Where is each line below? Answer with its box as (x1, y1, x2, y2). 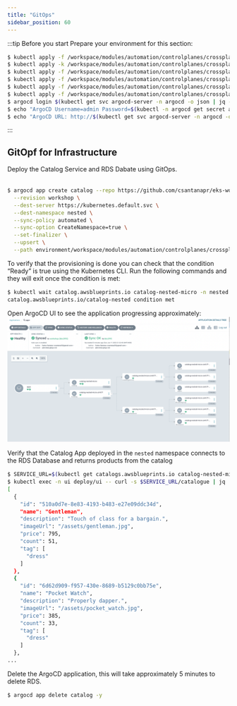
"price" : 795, (20, 530, 61, 537)
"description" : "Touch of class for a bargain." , (20, 516, 169, 523)
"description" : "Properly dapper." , (20, 597, 128, 604)
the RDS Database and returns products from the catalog (7, 456, 173, 465)
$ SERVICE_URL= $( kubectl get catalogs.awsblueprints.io (7, 471, 175, 478)
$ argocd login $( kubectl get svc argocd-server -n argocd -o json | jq (7, 98, 226, 105)
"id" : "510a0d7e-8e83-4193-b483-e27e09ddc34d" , (20, 501, 162, 508)
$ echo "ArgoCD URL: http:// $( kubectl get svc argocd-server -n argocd (7, 113, 222, 120)
